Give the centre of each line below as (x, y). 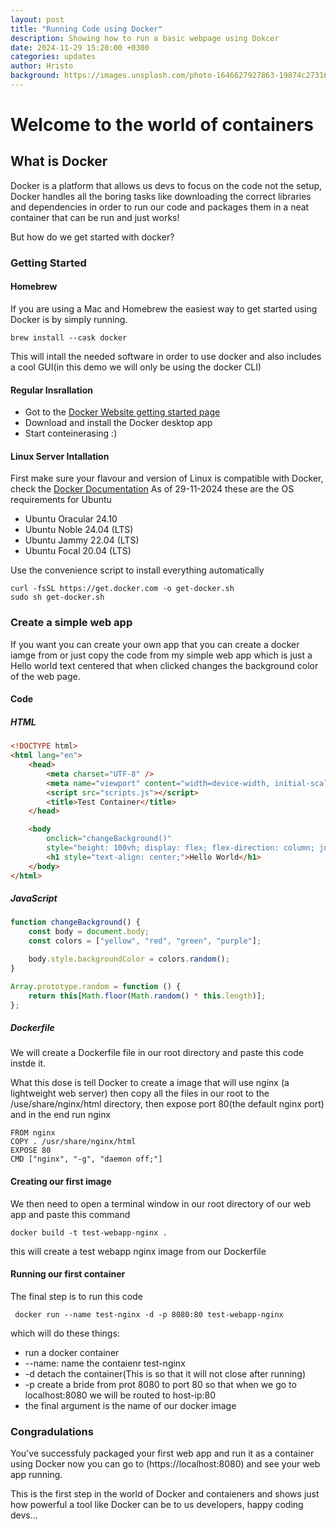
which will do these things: (65, 1333)
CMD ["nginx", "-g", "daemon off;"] (86, 1159)
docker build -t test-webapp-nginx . (89, 1232)
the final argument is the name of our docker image (130, 1405)
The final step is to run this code (76, 1296)
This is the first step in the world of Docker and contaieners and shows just (165, 1494)
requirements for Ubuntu (61, 500)
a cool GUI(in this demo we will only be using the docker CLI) (136, 367)
